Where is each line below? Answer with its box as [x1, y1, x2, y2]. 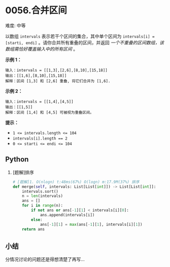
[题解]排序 [12, 169, 35, 175]
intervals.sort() [22, 189, 58, 194]
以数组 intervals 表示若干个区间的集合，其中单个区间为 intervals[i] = [5, 33, 155, 39]
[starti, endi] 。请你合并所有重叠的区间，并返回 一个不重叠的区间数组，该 [5, 39, 164, 46]
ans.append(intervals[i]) [40, 212, 95, 217]
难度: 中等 [5, 22, 26, 28]
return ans [22, 226, 45, 231]
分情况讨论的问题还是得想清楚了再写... [5, 256, 85, 262]
